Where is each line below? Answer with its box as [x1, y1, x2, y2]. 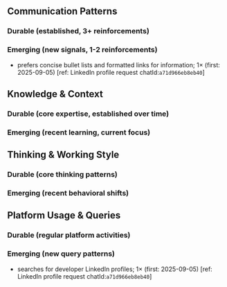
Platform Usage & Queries [7, 209, 121, 221]
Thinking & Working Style [7, 149, 120, 161]
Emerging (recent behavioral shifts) [7, 189, 129, 198]
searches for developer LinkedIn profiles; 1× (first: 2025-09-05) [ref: [17, 265, 212, 273]
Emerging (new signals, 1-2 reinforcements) [7, 45, 158, 55]
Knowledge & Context [7, 88, 104, 100]
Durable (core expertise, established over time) [7, 109, 170, 119]
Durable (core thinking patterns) [7, 170, 118, 180]
